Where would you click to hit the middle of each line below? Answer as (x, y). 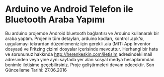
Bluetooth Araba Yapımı (55, 19)
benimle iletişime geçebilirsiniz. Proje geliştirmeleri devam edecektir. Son (80, 65)
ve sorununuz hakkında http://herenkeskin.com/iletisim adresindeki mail (79, 54)
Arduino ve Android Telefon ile (69, 9)
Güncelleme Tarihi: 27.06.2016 (36, 70)
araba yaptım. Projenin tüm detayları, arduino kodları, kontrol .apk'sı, (75, 38)
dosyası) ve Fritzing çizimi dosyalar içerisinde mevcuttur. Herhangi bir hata (82, 49)
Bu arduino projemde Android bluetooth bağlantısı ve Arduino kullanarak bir (82, 33)
